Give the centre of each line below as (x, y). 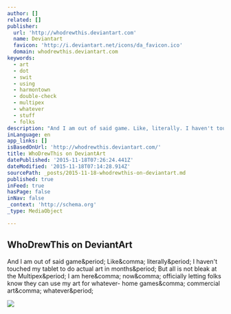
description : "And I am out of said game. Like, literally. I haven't (110, 128)
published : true (30, 179)
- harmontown (32, 90)
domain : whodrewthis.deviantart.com (66, 52)
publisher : (23, 26)
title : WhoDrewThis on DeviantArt (57, 154)
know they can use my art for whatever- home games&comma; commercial (113, 283)
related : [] (24, 20)
